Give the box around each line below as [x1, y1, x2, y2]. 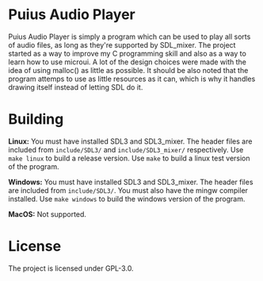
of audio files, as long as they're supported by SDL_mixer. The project [8, 40, 236, 49]
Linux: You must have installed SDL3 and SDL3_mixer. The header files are [8, 137, 253, 146]
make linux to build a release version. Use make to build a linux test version [8, 153, 251, 163]
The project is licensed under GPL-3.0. [8, 264, 134, 273]
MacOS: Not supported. [8, 209, 87, 219]
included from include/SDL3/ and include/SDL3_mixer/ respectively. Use [8, 144, 244, 154]
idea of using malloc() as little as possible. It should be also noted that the [8, 65, 249, 75]
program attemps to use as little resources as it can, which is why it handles [8, 74, 256, 83]
